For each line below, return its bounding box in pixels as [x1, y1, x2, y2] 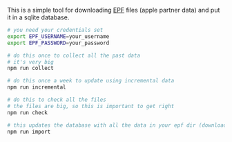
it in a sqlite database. [7, 13, 70, 21]
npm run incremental [7, 84, 67, 91]
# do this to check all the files [7, 96, 107, 103]
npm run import [7, 128, 51, 135]
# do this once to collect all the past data [7, 52, 140, 59]
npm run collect [7, 65, 54, 72]
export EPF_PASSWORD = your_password [7, 39, 110, 46]
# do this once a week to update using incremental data [7, 78, 175, 85]
